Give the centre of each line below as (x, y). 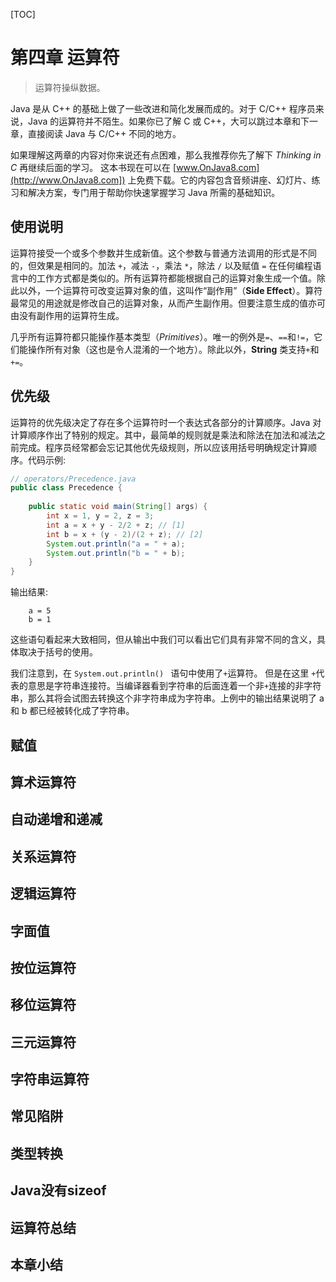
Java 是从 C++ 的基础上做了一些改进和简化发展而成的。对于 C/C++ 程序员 (163, 108)
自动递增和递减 (56, 819)
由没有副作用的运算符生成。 (67, 315)
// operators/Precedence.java (73, 479)
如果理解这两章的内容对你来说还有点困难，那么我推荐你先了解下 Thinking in (166, 155)
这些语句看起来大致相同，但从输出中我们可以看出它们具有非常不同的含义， (163, 640)
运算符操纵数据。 (70, 87)
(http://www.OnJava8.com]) (68, 180)
